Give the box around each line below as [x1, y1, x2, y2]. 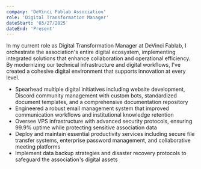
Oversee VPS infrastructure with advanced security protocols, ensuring [14, 118, 193, 125]
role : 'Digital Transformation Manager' [6, 14, 110, 20]
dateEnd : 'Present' [6, 25, 55, 32]
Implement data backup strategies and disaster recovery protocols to [14, 150, 187, 157]
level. [6, 74, 20, 81]
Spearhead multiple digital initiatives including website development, [14, 85, 185, 93]
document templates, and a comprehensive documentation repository [14, 99, 188, 106]
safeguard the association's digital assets [14, 156, 119, 163]
